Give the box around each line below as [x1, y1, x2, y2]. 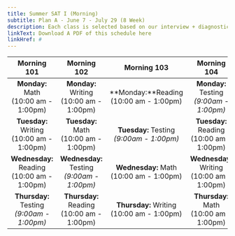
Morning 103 [124, 63, 169, 73]
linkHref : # [7, 36, 42, 43]
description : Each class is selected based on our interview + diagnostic [7, 23, 230, 30]
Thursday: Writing [116, 200, 177, 210]
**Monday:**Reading [109, 88, 184, 98]
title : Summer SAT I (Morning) [7, 10, 99, 17]
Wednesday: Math [115, 163, 177, 172]
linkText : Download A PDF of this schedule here [7, 29, 152, 37]
